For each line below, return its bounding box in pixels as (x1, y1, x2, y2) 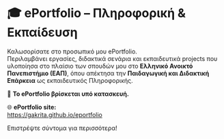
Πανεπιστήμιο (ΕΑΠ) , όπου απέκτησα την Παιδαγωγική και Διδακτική (7, 69, 210, 77)
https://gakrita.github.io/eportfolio (7, 110, 102, 118)
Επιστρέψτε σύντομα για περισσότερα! (7, 124, 117, 132)
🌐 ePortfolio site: (7, 103, 57, 111)
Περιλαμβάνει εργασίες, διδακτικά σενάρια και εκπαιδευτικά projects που (7, 54, 218, 62)
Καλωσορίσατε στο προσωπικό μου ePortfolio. (7, 47, 138, 55)
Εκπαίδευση (7, 25, 78, 40)
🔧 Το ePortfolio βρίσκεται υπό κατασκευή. (7, 90, 130, 98)
